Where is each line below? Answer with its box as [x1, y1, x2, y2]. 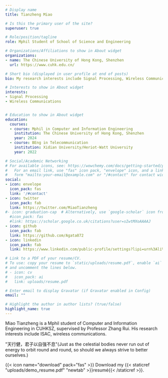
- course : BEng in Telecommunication [9, 140, 88, 145]
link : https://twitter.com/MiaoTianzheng [9, 205, 97, 210]
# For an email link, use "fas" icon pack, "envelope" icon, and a [5, 168, 153, 173]
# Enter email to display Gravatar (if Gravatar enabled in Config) [5, 288, 151, 293]
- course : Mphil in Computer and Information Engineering [9, 126, 133, 131]
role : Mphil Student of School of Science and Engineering [5, 39, 131, 44]
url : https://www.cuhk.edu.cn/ [9, 62, 75, 67]
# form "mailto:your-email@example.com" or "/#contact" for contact [5, 172, 155, 177]
